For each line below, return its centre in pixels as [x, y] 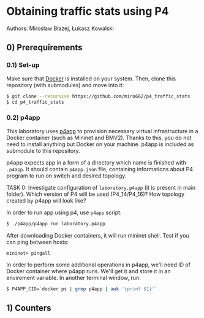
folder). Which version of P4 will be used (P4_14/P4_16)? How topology [96, 194]
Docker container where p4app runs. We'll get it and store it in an [89, 271]
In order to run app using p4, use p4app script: [64, 212]
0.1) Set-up [23, 65]
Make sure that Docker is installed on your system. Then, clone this [91, 79]
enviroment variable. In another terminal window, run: [74, 277]
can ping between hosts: [38, 242]
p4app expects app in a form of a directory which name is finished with [96, 162]
